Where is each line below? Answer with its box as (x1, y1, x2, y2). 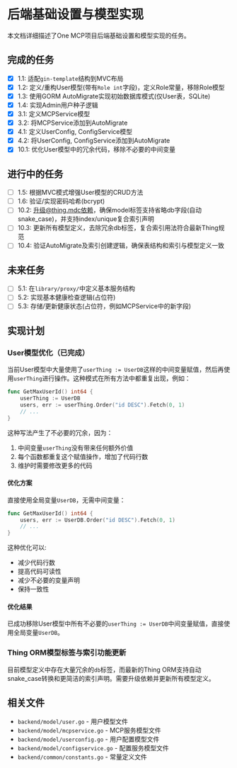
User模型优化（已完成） (7, 348, 90, 358)
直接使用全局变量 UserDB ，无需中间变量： (7, 495, 126, 504)
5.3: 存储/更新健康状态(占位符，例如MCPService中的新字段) (17, 302, 192, 310)
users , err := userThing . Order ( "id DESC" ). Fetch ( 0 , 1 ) (20, 401, 185, 408)
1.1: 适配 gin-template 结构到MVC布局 (17, 74, 124, 82)
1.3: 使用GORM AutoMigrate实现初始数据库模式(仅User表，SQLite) (17, 91, 211, 100)
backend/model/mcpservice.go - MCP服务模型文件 (17, 725, 161, 734)
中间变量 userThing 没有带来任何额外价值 (17, 444, 134, 452)
